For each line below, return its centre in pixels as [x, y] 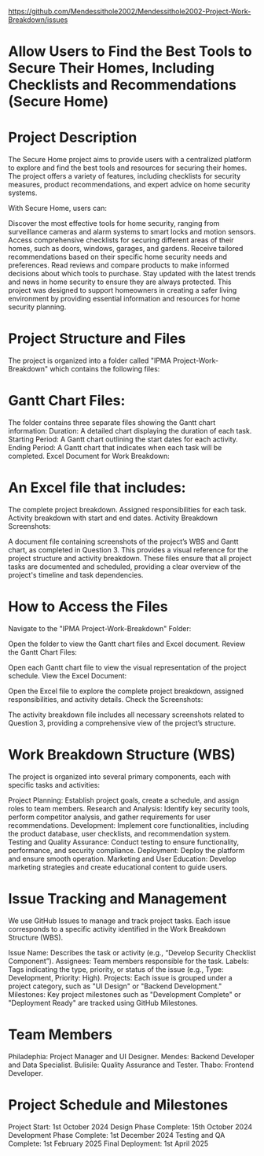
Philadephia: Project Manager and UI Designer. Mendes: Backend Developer [131, 1056]
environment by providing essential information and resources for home [124, 299]
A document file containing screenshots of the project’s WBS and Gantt [123, 541]
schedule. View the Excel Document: [68, 675]
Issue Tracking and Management [117, 899]
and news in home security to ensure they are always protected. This [120, 282]
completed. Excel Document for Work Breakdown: [89, 456]
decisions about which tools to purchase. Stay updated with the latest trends [132, 274]
